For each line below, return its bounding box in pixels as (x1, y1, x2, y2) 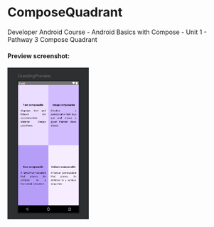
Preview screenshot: (7, 51, 70, 60)
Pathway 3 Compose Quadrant (7, 35, 97, 43)
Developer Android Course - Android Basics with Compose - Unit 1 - (7, 28, 208, 36)
